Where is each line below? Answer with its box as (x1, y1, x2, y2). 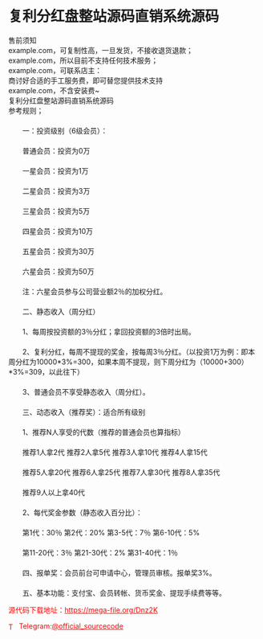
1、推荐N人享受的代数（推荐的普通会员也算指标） (22, 427, 186, 436)
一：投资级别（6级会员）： (22, 125, 108, 135)
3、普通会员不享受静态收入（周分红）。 (22, 387, 150, 396)
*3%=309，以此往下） (8, 367, 84, 376)
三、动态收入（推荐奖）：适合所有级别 (22, 407, 146, 416)
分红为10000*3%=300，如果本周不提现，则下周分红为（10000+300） (14, 357, 249, 367)
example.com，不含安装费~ (8, 85, 100, 95)
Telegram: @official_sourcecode (18, 621, 124, 631)
